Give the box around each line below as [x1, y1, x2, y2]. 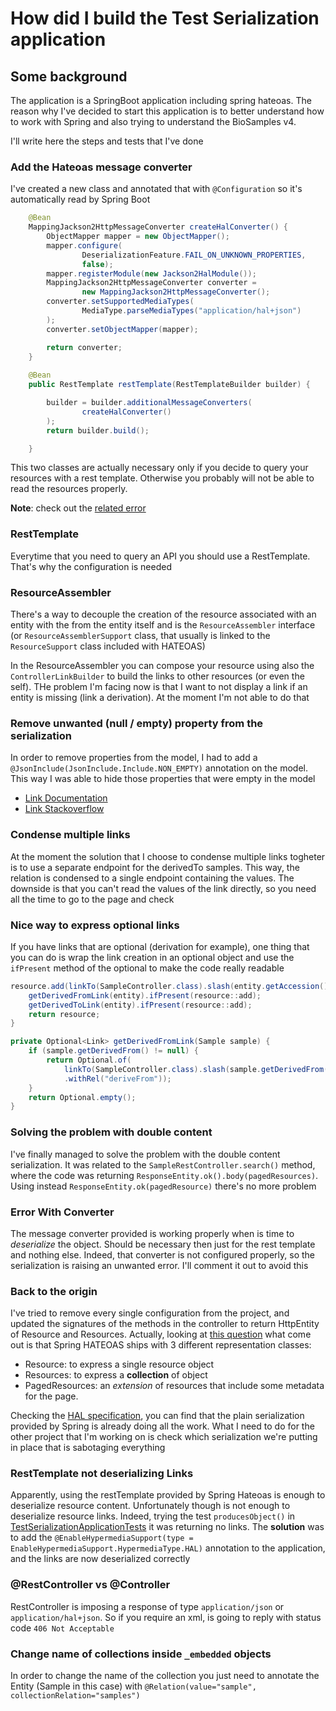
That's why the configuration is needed [10, 560, 173, 572]
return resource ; [28, 1009, 101, 1019]
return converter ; [46, 342, 123, 352]
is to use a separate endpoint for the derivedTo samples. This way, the [10, 861, 300, 873]
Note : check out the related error [10, 502, 147, 514]
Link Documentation [24, 792, 108, 804]
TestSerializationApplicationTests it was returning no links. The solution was [10, 1521, 325, 1533]
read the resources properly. [10, 483, 128, 495]
